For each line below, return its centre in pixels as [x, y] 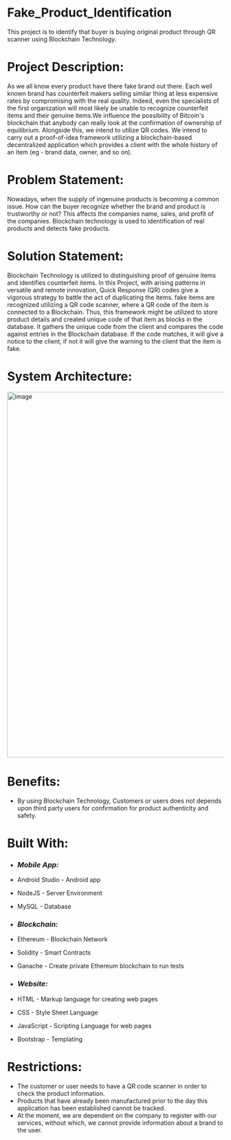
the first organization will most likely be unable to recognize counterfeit [108, 108]
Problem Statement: [66, 180]
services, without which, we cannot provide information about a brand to [120, 1123]
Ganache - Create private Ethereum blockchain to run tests [100, 966]
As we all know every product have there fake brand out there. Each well [110, 86]
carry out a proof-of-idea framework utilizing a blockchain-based [100, 137]
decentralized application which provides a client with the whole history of [112, 144]
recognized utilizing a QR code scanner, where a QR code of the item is [108, 304]
